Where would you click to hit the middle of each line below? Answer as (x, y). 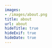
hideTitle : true (21, 28)
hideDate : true (20, 38)
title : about (18, 19)
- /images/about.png (26, 14)
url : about (16, 24)
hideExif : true (20, 33)
